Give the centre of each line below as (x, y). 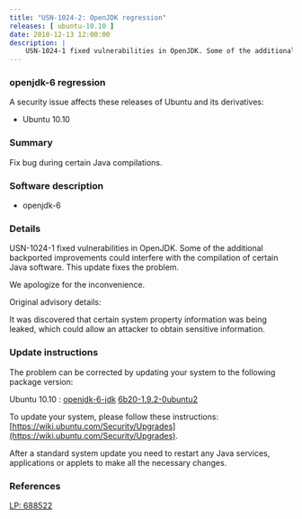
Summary (31, 143)
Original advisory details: (55, 302)
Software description (57, 185)
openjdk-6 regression (58, 83)
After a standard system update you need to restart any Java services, (140, 453)
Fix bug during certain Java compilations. (86, 162)
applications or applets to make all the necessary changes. (118, 462)
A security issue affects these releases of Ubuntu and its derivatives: (137, 102)
